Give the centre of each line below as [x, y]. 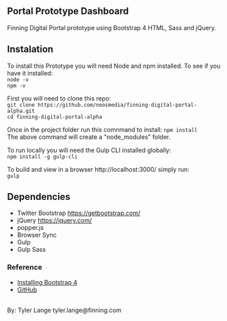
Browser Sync [37, 235]
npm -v [16, 86]
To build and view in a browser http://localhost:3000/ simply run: [98, 169]
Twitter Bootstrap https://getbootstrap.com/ [79, 213]
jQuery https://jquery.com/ [54, 220]
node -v [18, 79]
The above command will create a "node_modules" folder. [89, 137]
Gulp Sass [31, 250]
